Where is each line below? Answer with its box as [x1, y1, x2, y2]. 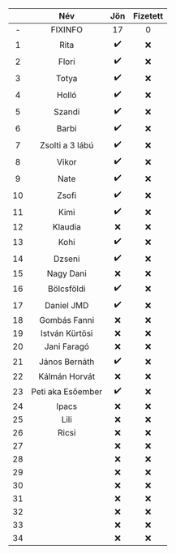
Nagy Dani [46, 268, 87, 279]
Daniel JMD [44, 299, 89, 311]
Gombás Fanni [39, 315, 95, 325]
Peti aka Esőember [31, 385, 103, 397]
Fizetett [132, 11, 164, 21]
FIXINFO [50, 24, 84, 35]
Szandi [54, 105, 80, 117]
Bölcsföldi [47, 283, 86, 294]
